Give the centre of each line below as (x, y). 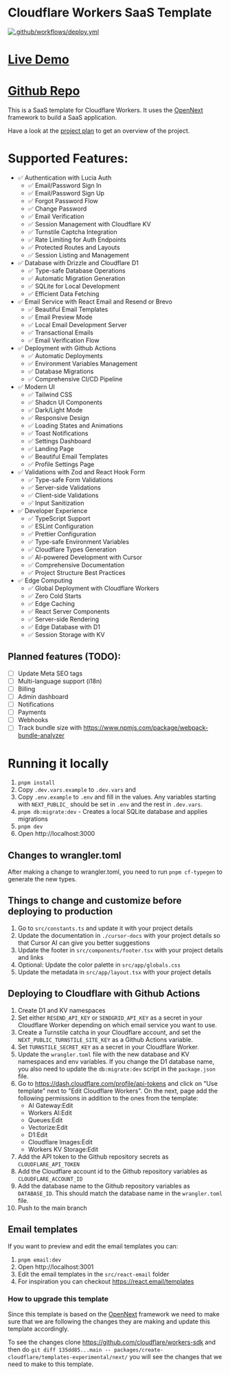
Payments (32, 712)
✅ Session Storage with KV (66, 634)
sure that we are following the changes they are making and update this (109, 1321)
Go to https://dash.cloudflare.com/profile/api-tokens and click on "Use (118, 1083)
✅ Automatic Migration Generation (77, 278)
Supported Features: (68, 159)
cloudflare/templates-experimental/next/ (68, 1357)
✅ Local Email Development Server (78, 325)
